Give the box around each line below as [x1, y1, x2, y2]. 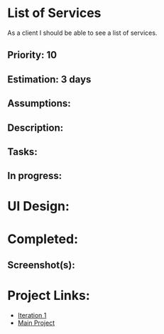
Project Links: [7, 288, 90, 303]
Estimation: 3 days [7, 73, 92, 85]
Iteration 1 [17, 311, 47, 319]
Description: [7, 122, 64, 134]
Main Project [17, 318, 55, 327]
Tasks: [7, 146, 38, 158]
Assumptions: [7, 97, 71, 109]
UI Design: [7, 198, 70, 215]
